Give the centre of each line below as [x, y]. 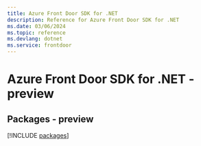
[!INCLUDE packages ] [38, 135]
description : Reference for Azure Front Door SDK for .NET [93, 20]
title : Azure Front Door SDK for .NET [62, 13]
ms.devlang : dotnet [35, 39]
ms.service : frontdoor [39, 45]
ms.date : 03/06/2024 [37, 26]
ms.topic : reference [37, 33]
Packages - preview [50, 119]
